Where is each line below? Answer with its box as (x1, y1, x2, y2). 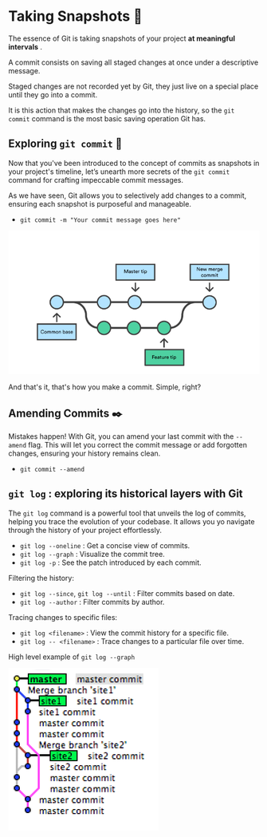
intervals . (8, 41, 42, 51)
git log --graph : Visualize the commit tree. (19, 549, 165, 559)
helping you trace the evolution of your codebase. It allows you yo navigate (8, 516, 255, 526)
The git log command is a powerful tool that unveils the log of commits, (8, 508, 246, 518)
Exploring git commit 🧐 (8, 137, 123, 151)
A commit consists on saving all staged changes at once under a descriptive (8, 57, 259, 67)
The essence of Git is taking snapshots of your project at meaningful (8, 34, 235, 43)
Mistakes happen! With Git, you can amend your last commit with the (8, 432, 234, 441)
